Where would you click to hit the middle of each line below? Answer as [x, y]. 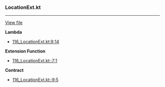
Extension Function [25, 51]
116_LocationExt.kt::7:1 [35, 61]
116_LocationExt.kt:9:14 [36, 42]
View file [14, 23]
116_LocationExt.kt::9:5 [35, 80]
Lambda [14, 32]
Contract [14, 70]
